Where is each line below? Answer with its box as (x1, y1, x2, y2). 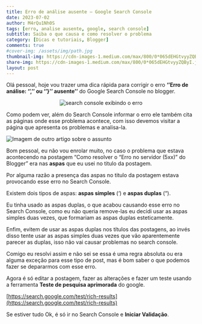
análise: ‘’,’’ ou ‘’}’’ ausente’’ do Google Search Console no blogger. (6, 88, 176, 95)
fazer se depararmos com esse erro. (6, 263, 97, 270)
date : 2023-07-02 (6, 14, 50, 20)
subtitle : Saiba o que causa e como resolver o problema (6, 31, 152, 37)
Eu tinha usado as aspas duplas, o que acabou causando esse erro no (6, 201, 180, 208)
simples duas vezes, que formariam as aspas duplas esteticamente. (6, 214, 174, 222)
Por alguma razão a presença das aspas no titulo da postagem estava (6, 172, 179, 179)
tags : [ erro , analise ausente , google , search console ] (6, 25, 149, 32)
